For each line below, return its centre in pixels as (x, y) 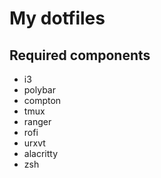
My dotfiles (57, 18)
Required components (80, 55)
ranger (37, 121)
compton (42, 100)
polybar (39, 90)
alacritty (41, 153)
